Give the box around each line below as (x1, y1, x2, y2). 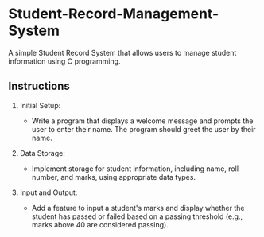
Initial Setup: (19, 100, 61, 110)
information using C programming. (8, 56, 121, 66)
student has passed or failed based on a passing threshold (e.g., (31, 212, 243, 221)
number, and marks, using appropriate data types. (31, 172, 196, 181)
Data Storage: (19, 148, 65, 157)
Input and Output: (19, 188, 78, 197)
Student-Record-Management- (8, 5, 219, 23)
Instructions (8, 80, 70, 93)
